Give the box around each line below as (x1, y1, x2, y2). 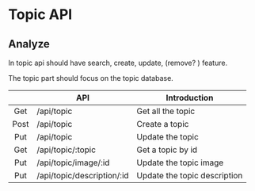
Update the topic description (136, 170, 243, 181)
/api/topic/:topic (36, 144, 97, 155)
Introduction (166, 93, 214, 103)
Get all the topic (136, 105, 196, 117)
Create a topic (136, 119, 189, 129)
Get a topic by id (136, 144, 198, 155)
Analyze (8, 37, 50, 51)
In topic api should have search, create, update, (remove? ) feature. (8, 58, 228, 67)
